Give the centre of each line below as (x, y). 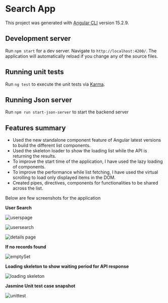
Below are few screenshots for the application (53, 198)
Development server (38, 39)
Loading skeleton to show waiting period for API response (67, 266)
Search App (31, 9)
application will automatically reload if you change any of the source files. (81, 56)
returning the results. (34, 156)
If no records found (26, 247)
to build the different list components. (51, 145)
